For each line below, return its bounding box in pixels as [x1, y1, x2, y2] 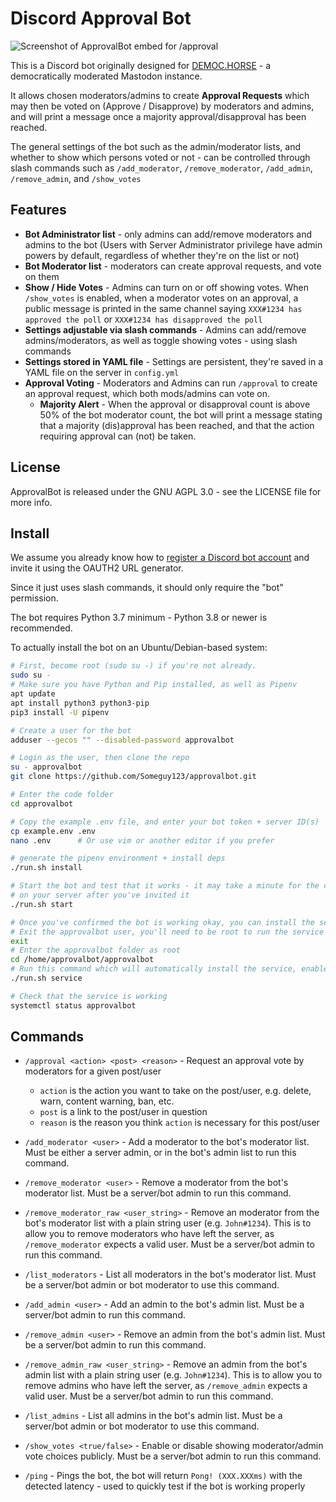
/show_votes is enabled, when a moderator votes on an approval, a [24, 292, 299, 304]
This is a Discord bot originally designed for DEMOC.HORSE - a [10, 59, 272, 71]
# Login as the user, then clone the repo [10, 753, 190, 763]
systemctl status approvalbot [10, 1000, 137, 1011]
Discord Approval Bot [10, 7, 192, 30]
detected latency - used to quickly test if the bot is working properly [24, 1480, 306, 1492]
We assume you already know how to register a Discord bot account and [10, 552, 310, 564]
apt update [10, 689, 56, 699]
